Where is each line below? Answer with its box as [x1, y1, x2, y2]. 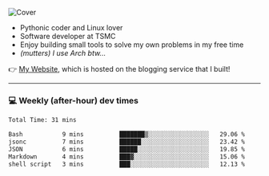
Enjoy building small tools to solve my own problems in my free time [19, 40, 244, 49]
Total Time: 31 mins [8, 116, 78, 124]
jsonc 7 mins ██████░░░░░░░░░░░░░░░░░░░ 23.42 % [8, 138, 246, 147]
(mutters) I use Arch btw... [19, 49, 106, 57]
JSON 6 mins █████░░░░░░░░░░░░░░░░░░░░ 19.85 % [8, 145, 246, 153]
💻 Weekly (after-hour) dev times [8, 95, 139, 106]
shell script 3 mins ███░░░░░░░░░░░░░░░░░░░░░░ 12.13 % [8, 160, 246, 168]
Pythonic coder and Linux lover [19, 23, 123, 32]
